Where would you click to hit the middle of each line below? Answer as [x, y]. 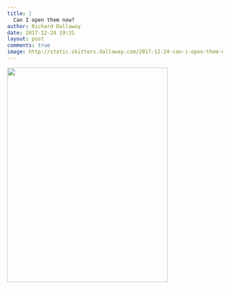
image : [16, 52]
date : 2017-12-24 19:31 [41, 33]
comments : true [29, 45]
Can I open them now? [44, 20]
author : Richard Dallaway [44, 26]
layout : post [26, 39]
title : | [20, 13]
